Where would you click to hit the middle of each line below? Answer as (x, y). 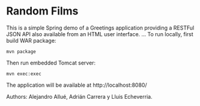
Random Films (42, 11)
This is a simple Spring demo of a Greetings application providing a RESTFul (100, 28)
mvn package (21, 51)
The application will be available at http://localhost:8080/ (77, 85)
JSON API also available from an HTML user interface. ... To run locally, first (100, 34)
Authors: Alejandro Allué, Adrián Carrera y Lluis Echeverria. (79, 96)
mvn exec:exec (24, 73)
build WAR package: (31, 40)
